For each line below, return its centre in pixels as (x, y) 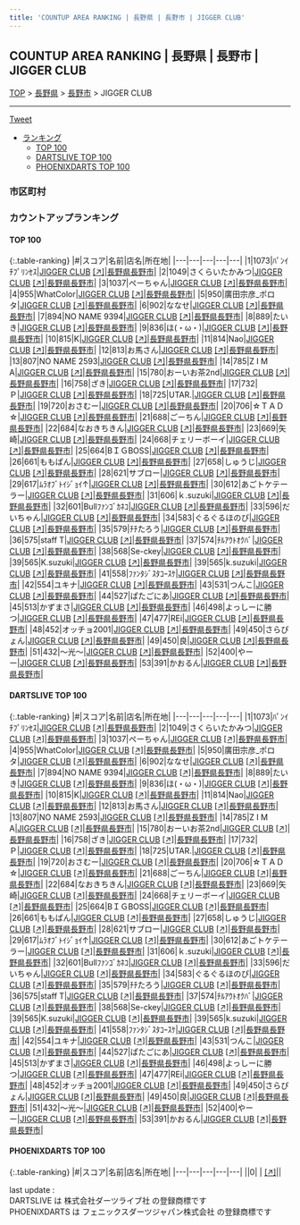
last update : (32, 1189)
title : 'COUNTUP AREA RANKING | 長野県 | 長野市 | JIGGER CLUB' (127, 17)
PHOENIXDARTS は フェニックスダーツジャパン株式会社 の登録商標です (141, 1212)
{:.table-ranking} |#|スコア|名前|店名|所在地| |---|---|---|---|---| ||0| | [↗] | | (146, 1171)
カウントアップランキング (64, 218)
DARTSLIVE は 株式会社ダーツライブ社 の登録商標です (108, 1200)
